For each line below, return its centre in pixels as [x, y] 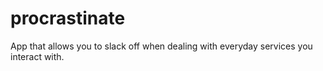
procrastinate [68, 18]
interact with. [37, 56]
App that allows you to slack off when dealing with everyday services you [161, 46]
